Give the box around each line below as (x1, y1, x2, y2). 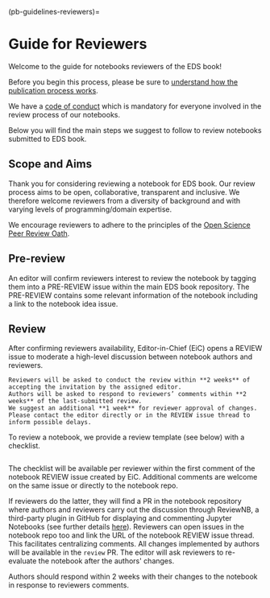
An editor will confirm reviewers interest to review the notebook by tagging (8, 273, 256, 283)
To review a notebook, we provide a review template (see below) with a (8, 432, 245, 442)
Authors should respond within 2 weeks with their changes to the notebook (8, 571, 258, 582)
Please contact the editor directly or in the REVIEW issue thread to (8, 411, 251, 419)
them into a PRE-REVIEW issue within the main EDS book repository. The (8, 282, 250, 291)
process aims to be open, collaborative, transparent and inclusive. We (8, 187, 240, 196)
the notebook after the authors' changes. (38, 556, 175, 566)
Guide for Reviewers (8, 35, 147, 53)
